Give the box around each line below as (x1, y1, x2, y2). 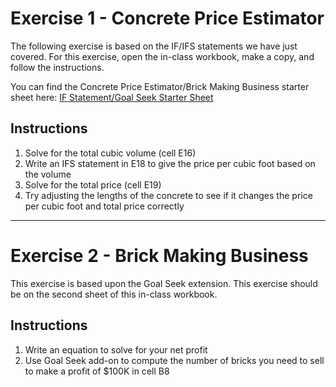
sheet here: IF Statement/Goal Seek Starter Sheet (10, 91, 214, 103)
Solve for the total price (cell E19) (24, 178, 162, 191)
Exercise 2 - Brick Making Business (10, 244, 309, 267)
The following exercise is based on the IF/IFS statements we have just (10, 40, 298, 52)
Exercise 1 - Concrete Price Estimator (10, 7, 325, 30)
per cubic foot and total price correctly (24, 200, 185, 212)
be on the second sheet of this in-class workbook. (10, 288, 218, 300)
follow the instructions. (10, 61, 105, 73)
